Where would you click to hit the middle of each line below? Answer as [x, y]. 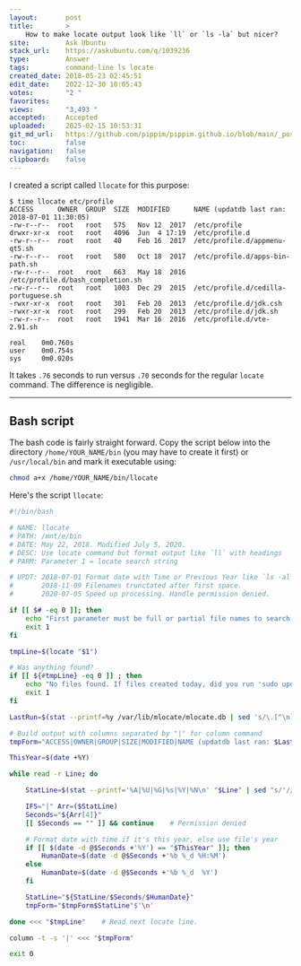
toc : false [48, 143]
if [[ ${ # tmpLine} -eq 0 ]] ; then [76, 676]
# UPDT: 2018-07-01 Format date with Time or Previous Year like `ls [142, 578]
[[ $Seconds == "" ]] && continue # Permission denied [136, 823]
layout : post [46, 17]
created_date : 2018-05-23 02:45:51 [76, 76]
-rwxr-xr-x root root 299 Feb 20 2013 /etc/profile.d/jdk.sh [144, 311]
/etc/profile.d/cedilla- [240, 288]
